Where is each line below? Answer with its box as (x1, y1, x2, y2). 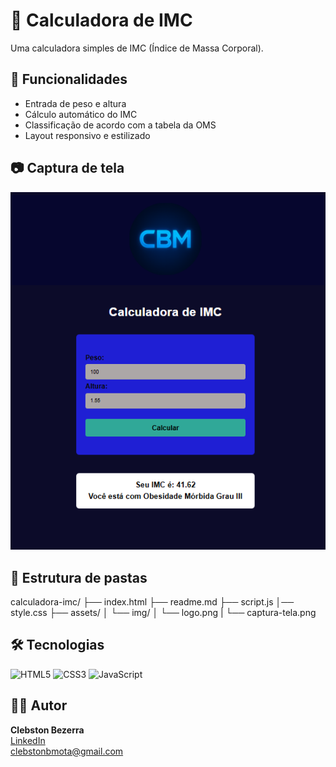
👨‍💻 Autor (10, 697, 68, 714)
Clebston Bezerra (10, 724, 85, 736)
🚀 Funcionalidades (10, 71, 128, 88)
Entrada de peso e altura (24, 97, 127, 109)
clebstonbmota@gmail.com (10, 745, 124, 757)
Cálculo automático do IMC (24, 108, 138, 120)
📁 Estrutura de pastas (10, 569, 148, 586)
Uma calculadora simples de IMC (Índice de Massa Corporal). (10, 42, 264, 54)
